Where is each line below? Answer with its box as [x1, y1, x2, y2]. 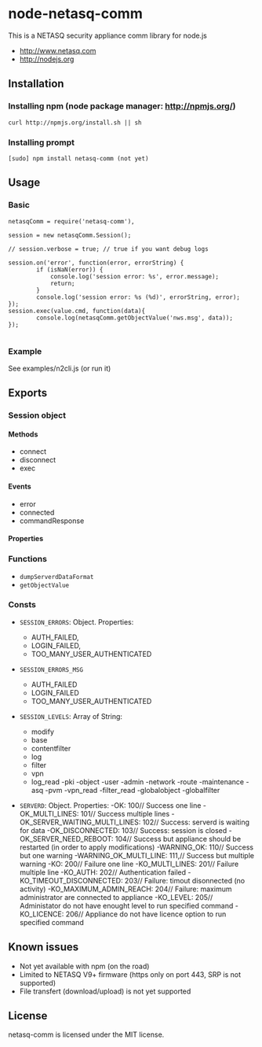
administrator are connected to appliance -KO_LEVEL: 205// [19, 892, 213, 901]
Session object [8, 410, 67, 421]
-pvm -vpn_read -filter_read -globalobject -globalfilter [45, 785, 220, 794]
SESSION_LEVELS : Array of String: [19, 711, 123, 721]
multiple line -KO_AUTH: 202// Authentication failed [19, 867, 187, 877]
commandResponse [19, 516, 85, 525]
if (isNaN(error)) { [36, 265, 104, 274]
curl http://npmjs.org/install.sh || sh [8, 119, 143, 127]
